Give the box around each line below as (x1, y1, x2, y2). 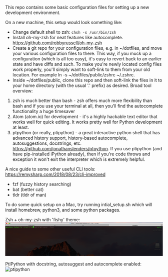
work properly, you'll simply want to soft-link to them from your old (12, 66, 150, 72)
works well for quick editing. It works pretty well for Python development (12, 119, 162, 125)
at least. (12, 124, 29, 130)
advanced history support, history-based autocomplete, (12, 135, 128, 141)
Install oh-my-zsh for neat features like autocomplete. (12, 35, 123, 40)
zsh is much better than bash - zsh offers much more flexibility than (12, 98, 152, 104)
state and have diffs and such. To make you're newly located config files (12, 61, 162, 67)
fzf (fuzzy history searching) (12, 181, 71, 187)
